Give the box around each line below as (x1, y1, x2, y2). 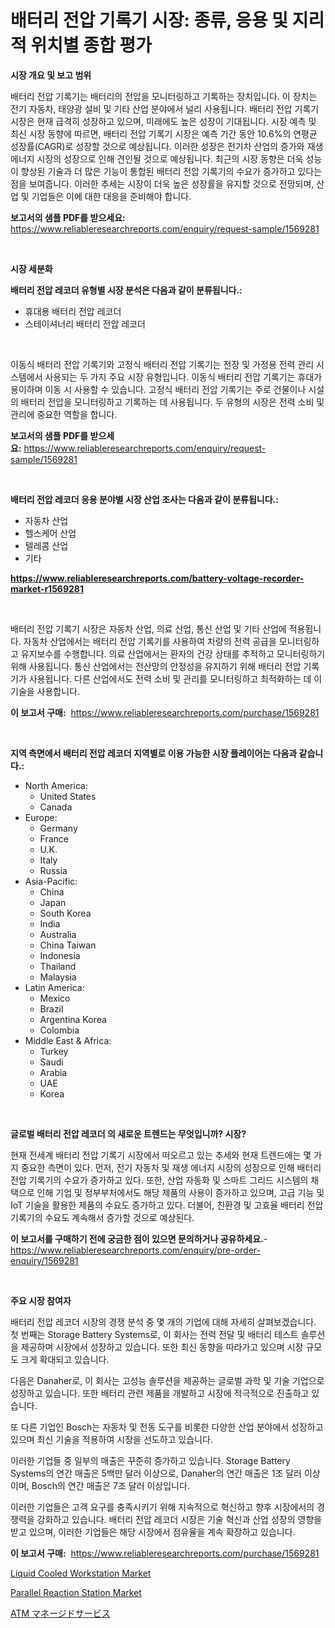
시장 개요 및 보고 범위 (10, 69, 92, 81)
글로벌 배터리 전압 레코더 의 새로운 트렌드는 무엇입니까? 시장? (10, 1127, 247, 1140)
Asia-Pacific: (24, 875, 78, 887)
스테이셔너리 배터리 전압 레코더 (24, 317, 146, 330)
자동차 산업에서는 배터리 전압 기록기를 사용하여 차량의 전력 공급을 (23, 635, 277, 647)
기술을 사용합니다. (10, 685, 81, 697)
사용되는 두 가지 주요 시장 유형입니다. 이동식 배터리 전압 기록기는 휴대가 (44, 371, 323, 383)
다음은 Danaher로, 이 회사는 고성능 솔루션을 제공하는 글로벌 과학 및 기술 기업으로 (10, 1374, 325, 1386)
